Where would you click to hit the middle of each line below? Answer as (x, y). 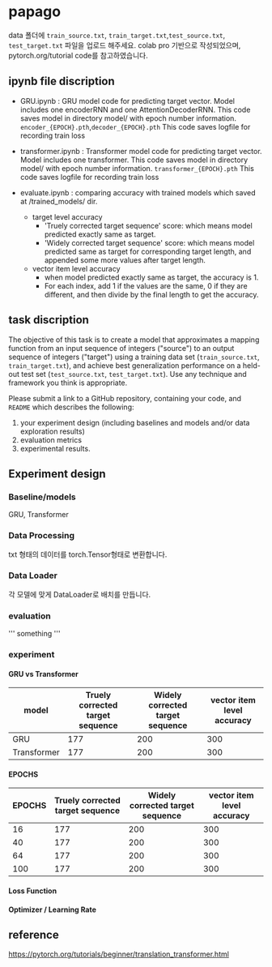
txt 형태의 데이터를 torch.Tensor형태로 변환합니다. (88, 554)
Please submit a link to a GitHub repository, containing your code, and (125, 398)
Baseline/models (42, 497)
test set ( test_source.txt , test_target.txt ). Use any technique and (134, 374)
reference (34, 935)
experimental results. (55, 448)
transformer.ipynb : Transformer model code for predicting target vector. (141, 151)
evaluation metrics (51, 439)
